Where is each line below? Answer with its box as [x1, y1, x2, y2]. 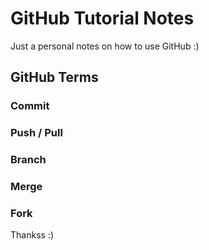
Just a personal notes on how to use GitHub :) [10, 40, 200, 52]
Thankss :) [10, 229, 54, 241]
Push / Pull [10, 126, 63, 140]
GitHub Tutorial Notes [10, 7, 195, 30]
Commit [10, 99, 50, 113]
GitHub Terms [10, 69, 99, 86]
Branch [10, 153, 47, 167]
